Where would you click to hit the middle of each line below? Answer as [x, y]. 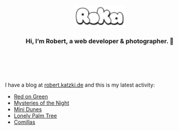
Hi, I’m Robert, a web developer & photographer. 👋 [100, 41]
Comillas [25, 122]
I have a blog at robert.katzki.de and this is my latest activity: [80, 85]
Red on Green [31, 97]
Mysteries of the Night [41, 103]
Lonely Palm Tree [35, 116]
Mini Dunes [28, 109]
